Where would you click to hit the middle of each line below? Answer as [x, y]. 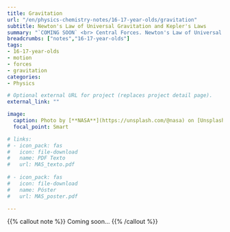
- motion [20, 58]
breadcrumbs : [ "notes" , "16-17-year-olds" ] [68, 39]
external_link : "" [33, 102]
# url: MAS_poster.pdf [42, 196]
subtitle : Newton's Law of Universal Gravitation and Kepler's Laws [107, 26]
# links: [20, 139]
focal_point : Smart [41, 127]
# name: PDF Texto [37, 158]
